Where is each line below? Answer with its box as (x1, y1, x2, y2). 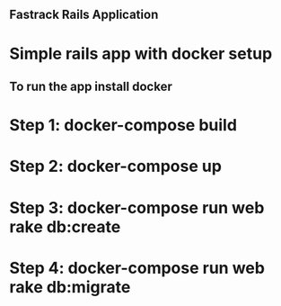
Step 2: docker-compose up (9, 157, 223, 176)
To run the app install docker (9, 78, 172, 94)
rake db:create (9, 216, 121, 237)
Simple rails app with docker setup (9, 43, 273, 64)
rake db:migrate (9, 276, 131, 297)
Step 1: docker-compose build (9, 115, 238, 136)
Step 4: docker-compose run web (9, 257, 265, 278)
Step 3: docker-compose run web (9, 197, 265, 218)
